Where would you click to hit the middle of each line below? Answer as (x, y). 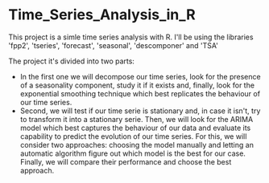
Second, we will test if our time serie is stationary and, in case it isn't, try (140, 111)
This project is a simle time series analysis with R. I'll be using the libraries (131, 37)
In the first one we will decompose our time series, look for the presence (140, 76)
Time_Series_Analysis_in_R (102, 15)
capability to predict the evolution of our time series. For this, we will (133, 136)
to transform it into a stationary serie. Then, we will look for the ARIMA (137, 119)
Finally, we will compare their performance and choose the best (126, 161)
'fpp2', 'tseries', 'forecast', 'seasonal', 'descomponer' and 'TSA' (114, 45)
